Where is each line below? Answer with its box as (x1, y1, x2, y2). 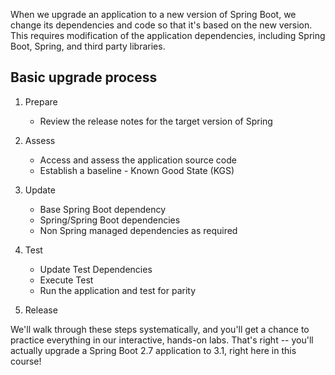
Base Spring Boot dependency (39, 203, 167, 215)
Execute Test (39, 274, 94, 286)
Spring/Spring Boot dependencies (39, 214, 181, 226)
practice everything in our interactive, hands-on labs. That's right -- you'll (10, 334, 314, 346)
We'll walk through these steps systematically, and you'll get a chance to (10, 323, 310, 335)
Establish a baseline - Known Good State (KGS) (39, 164, 235, 176)
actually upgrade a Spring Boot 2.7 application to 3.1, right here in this (10, 344, 297, 356)
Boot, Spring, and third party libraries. (10, 40, 166, 52)
